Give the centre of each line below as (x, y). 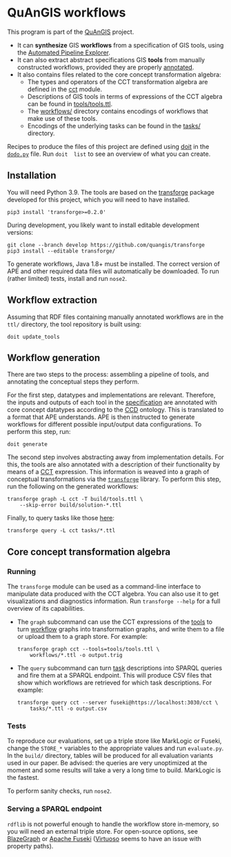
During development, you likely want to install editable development (103, 225)
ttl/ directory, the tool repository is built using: (74, 324)
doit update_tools (33, 337)
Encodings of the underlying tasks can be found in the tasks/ (114, 126)
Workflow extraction (52, 301)
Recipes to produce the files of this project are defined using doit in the (108, 146)
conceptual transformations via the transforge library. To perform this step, (114, 479)
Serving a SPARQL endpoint (54, 809)
